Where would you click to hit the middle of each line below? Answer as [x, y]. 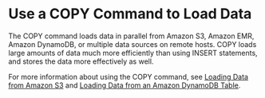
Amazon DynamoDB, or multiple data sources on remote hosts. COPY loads [132, 44]
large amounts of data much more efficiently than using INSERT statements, [133, 53]
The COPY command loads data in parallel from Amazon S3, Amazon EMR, [131, 36]
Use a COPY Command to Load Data [130, 14]
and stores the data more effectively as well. [81, 61]
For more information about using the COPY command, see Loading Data [129, 76]
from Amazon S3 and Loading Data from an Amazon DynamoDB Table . [125, 85]
